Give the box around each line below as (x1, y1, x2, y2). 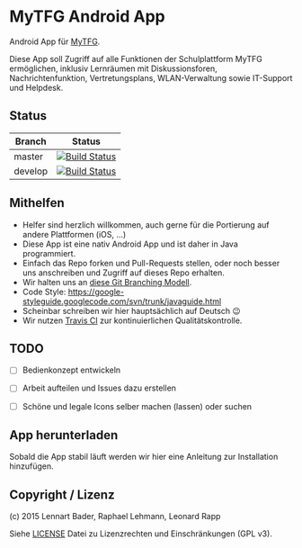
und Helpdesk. (9, 82, 64, 93)
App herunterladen (9, 427, 119, 443)
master (13, 150, 43, 163)
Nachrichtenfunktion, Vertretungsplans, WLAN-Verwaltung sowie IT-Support (9, 72, 293, 83)
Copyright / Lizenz (9, 487, 115, 502)
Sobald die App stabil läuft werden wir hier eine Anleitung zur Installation (9, 452, 279, 463)
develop (13, 165, 49, 177)
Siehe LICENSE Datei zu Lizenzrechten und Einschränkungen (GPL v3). (9, 528, 272, 539)
